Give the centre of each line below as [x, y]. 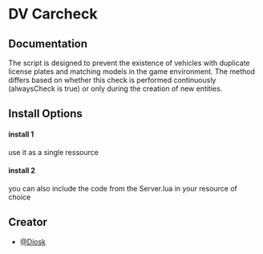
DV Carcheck [53, 14]
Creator [28, 222]
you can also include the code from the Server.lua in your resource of [123, 188]
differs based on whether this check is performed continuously [112, 80]
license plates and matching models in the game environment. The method [131, 72]
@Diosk [33, 241]
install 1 [21, 134]
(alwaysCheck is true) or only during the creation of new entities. [115, 88]
